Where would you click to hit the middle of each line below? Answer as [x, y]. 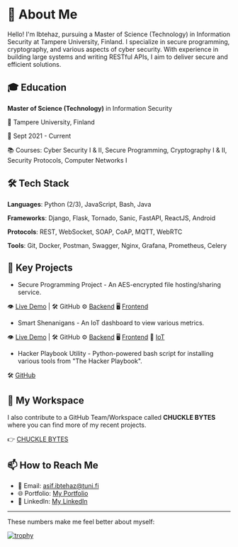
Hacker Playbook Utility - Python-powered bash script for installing [115, 354]
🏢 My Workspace [46, 400]
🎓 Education [37, 88]
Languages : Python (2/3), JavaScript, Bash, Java [79, 204]
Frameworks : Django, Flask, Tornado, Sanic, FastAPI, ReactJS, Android [112, 218]
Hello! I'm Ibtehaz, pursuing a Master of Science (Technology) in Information [119, 34]
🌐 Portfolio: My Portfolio [53, 493]
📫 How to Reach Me [53, 465]
